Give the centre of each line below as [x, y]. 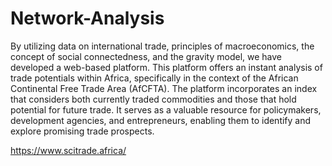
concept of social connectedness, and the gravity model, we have [146, 56]
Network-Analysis [87, 18]
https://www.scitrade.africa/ [68, 150]
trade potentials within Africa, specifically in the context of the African [154, 78]
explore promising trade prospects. [82, 131]
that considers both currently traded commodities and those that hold [153, 99]
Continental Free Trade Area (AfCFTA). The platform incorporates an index [164, 88]
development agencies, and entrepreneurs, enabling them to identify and [161, 120]
